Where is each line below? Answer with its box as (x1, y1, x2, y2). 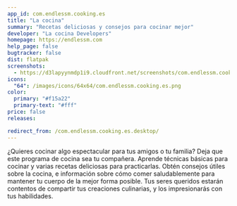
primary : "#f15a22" (13, 96, 71, 103)
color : (7, 89, 27, 96)
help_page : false (7, 43, 59, 50)
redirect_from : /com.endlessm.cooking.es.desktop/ (7, 127, 159, 134)
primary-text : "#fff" (13, 102, 78, 109)
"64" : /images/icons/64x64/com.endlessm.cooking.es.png (13, 82, 181, 89)
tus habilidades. (7, 191, 54, 200)
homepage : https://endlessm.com (7, 37, 102, 44)
